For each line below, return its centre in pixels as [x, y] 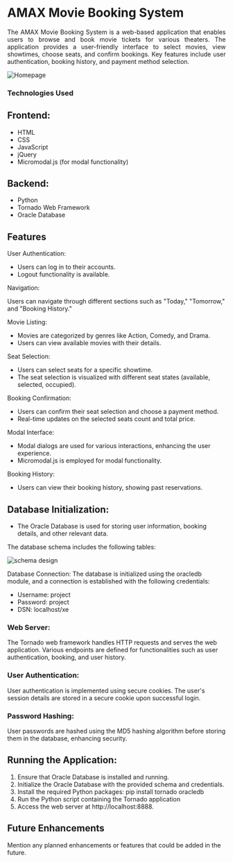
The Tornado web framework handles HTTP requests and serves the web [112, 643]
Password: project [43, 602]
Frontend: [29, 116]
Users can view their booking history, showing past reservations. [110, 488]
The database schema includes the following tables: [81, 547]
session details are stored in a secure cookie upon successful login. [104, 698]
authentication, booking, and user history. [67, 657]
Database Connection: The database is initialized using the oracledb [105, 574]
